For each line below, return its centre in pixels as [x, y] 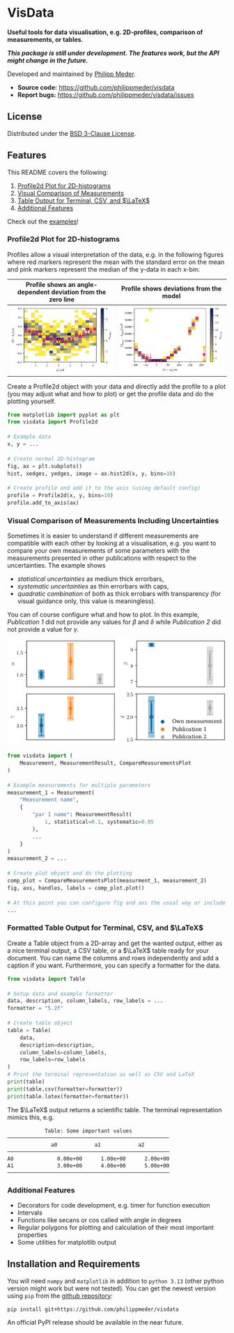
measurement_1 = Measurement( [51, 793]
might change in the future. [48, 60]
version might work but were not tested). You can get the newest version [111, 1288]
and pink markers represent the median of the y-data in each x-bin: [104, 269]
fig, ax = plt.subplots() [45, 466]
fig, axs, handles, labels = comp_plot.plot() [76, 888]
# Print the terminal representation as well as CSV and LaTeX [101, 1075]
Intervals [30, 1213]
